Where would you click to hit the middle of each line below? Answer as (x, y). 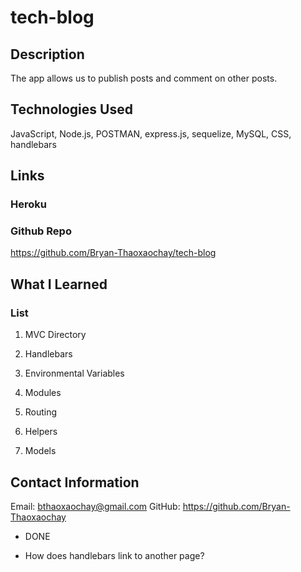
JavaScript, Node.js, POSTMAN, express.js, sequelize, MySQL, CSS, (151, 133)
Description (47, 54)
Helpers (41, 432)
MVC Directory (55, 335)
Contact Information (75, 482)
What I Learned (59, 284)
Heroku (28, 204)
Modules (43, 393)
